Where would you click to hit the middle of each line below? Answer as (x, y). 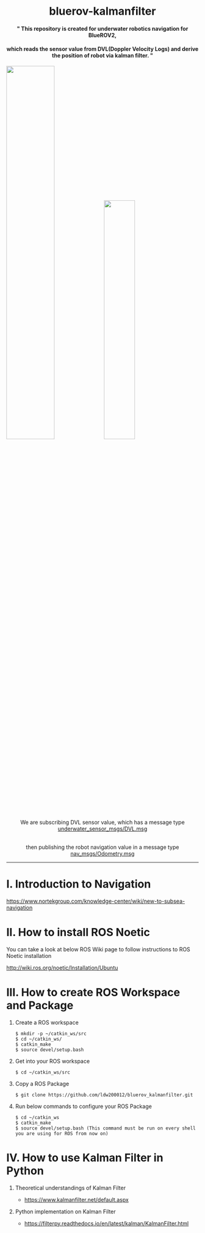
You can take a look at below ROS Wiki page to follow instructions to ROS (98, 949)
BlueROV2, (103, 35)
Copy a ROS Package (42, 1084)
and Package (40, 1005)
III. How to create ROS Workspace (93, 993)
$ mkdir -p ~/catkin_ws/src (51, 1033)
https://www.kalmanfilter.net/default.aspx (77, 1199)
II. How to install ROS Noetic (78, 933)
